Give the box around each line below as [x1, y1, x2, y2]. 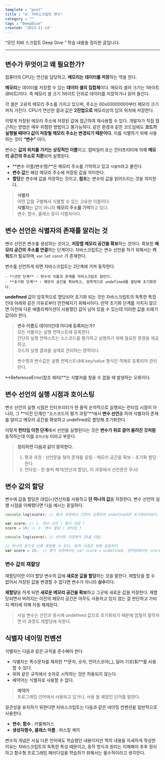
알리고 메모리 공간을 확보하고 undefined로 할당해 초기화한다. [10, 417, 127, 423]
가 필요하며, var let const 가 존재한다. [13, 253, 87, 259]
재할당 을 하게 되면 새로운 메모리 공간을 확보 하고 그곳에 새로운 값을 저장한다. [5, 589, 149, 595]
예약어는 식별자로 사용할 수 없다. [12, 677, 74, 683]
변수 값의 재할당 [5, 561, 40, 567]
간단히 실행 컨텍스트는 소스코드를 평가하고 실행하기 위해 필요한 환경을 [17, 335, 150, 341]
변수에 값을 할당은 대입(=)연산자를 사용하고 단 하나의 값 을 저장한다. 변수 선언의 [5, 496, 155, 502]
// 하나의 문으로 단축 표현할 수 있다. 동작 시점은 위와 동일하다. [5, 543, 120, 548]
